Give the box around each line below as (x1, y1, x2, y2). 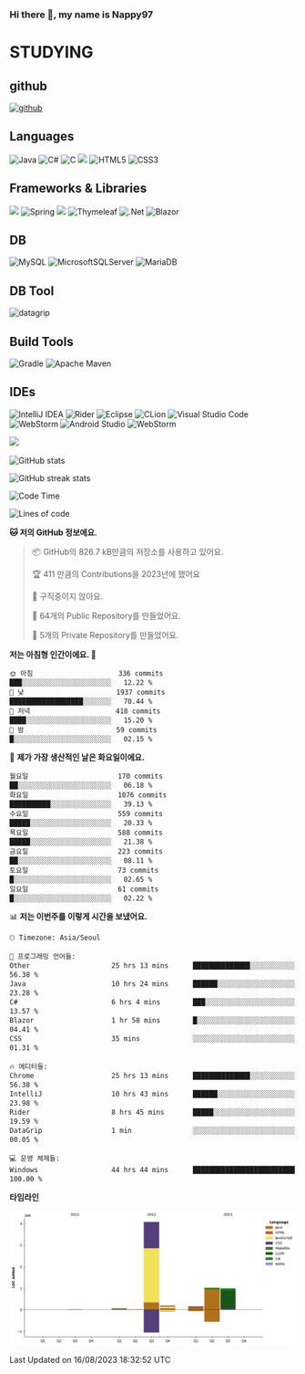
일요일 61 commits (9, 885, 159, 894)
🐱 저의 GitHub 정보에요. (9, 527, 97, 538)
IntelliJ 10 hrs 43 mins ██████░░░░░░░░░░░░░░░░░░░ (9, 1089, 296, 1098)
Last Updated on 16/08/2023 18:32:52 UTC (9, 1355, 171, 1366)
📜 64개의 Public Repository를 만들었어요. (31, 610, 182, 621)
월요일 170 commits (9, 771, 164, 781)
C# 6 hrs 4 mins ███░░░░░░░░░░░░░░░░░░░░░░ (9, 997, 296, 1007)
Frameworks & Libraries (9, 181, 147, 196)
